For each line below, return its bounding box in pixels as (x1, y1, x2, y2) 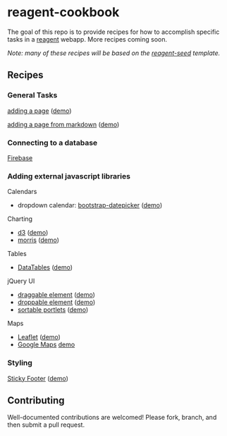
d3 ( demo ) (17, 229, 49, 237)
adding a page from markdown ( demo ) (7, 120, 120, 128)
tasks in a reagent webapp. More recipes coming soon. (7, 35, 168, 43)
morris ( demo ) (17, 236, 60, 244)
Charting (7, 214, 33, 223)
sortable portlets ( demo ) (17, 305, 89, 314)
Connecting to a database (7, 138, 98, 147)
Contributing (7, 394, 65, 406)
